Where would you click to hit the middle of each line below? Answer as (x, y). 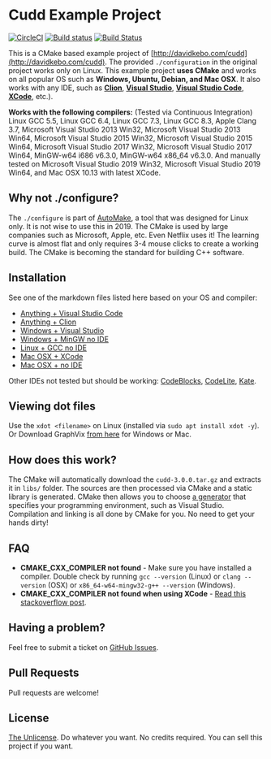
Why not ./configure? (64, 198)
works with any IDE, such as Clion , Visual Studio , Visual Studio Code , (127, 88)
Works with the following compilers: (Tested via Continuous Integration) (131, 112)
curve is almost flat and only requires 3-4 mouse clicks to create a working (134, 243)
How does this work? (62, 460)
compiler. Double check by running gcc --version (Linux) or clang (130, 576)
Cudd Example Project (85, 15)
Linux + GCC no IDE (54, 348)
